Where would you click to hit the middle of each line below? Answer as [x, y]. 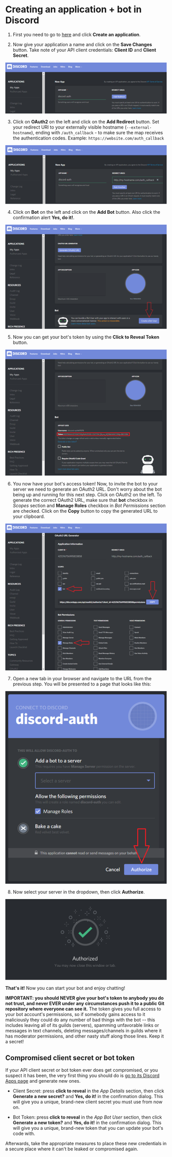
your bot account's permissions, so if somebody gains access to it [75, 1014]
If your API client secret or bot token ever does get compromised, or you [82, 1070]
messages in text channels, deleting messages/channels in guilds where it [84, 1031]
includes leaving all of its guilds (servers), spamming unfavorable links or [82, 1025]
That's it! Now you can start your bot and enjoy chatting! [65, 988]
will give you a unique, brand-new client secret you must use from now [88, 1102]
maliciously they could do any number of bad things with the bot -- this [80, 1020]
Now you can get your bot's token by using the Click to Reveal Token [86, 337]
